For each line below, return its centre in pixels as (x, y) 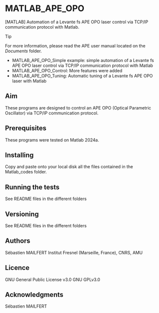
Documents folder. (24, 51)
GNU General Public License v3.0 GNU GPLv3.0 (53, 280)
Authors (18, 241)
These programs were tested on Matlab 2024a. (52, 140)
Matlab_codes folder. (26, 172)
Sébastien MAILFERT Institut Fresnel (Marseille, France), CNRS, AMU (74, 252)
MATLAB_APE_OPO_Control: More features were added (67, 70)
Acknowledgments (34, 295)
